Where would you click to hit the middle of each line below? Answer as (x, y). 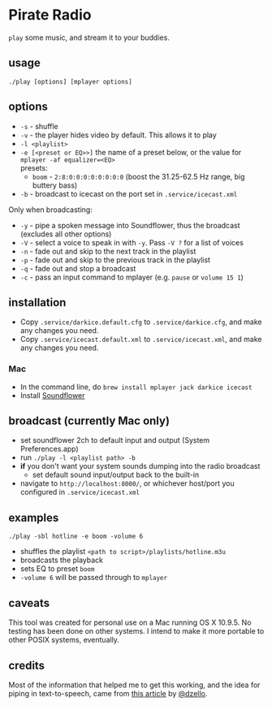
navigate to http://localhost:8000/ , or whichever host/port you (127, 483)
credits (27, 665)
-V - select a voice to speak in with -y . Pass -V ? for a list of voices (132, 242)
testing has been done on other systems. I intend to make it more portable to (136, 631)
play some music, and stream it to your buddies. (89, 37)
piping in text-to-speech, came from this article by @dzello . (108, 693)
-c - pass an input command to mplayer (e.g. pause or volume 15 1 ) (132, 277)
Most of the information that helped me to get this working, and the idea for (134, 685)
